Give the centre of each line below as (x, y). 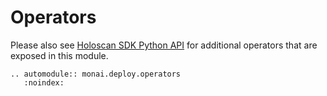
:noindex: (44, 82)
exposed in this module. (59, 55)
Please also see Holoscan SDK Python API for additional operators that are (164, 45)
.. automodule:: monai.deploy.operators (96, 74)
